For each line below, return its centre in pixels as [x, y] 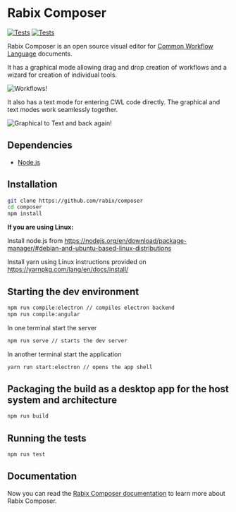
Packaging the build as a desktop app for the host [118, 389]
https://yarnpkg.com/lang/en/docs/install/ [68, 270]
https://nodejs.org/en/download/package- [126, 241]
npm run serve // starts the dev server [68, 341]
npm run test [26, 454]
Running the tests [47, 438]
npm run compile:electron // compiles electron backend [91, 308]
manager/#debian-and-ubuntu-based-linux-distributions [89, 249]
